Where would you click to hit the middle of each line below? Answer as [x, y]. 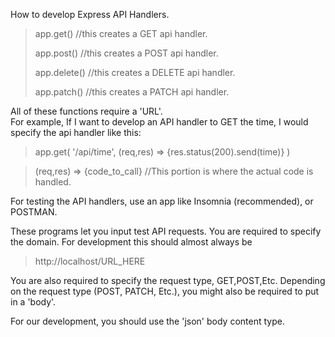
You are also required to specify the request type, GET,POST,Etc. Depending [168, 280]
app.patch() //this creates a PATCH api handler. [132, 92]
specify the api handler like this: [76, 132]
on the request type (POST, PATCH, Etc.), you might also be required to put [165, 291]
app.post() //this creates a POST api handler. [126, 53]
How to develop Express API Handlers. [90, 14]
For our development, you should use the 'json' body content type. [147, 321]
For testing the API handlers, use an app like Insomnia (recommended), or [162, 201]
